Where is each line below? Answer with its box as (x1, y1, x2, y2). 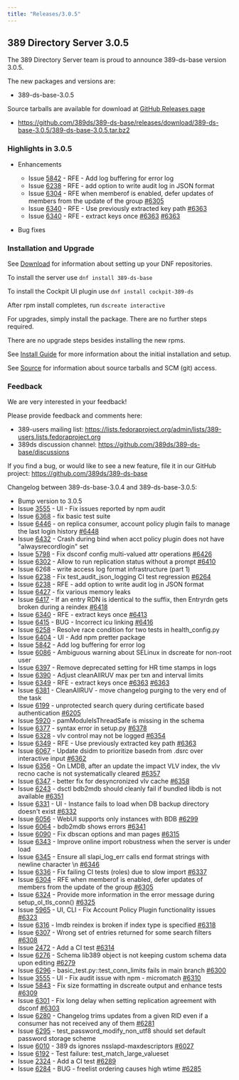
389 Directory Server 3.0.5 (7, 37, 129, 49)
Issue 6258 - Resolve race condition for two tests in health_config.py (17, 625, 220, 634)
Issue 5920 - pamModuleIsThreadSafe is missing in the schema (17, 717, 205, 725)
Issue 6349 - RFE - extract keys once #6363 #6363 (17, 678, 170, 687)
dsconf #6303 (17, 1004, 60, 1012)
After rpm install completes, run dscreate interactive (7, 301, 166, 310)
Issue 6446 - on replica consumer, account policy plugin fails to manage (17, 519, 230, 528)
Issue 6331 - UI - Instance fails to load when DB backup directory (17, 799, 210, 809)
